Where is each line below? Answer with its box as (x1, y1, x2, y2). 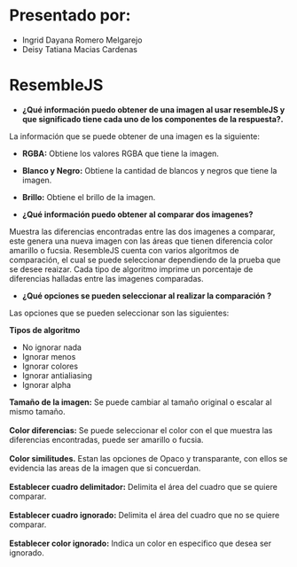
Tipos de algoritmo (9, 324, 81, 335)
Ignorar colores (21, 361, 78, 371)
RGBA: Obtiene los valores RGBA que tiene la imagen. (21, 148, 220, 159)
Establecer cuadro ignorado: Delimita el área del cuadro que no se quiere (9, 509, 280, 520)
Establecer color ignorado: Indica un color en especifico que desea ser (9, 538, 272, 548)
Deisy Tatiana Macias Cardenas (21, 43, 137, 54)
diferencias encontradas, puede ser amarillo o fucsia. (9, 434, 204, 445)
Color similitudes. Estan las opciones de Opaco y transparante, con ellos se (9, 453, 288, 463)
